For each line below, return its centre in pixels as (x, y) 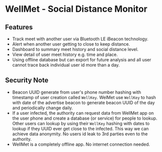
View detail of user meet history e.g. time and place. (65, 54)
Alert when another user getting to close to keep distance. (71, 44)
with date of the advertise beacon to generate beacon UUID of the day (83, 102)
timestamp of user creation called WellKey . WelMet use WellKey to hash (84, 97)
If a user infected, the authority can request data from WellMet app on (83, 113)
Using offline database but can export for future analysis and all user (81, 60)
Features (19, 27)
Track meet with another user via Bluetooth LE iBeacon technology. (80, 39)
